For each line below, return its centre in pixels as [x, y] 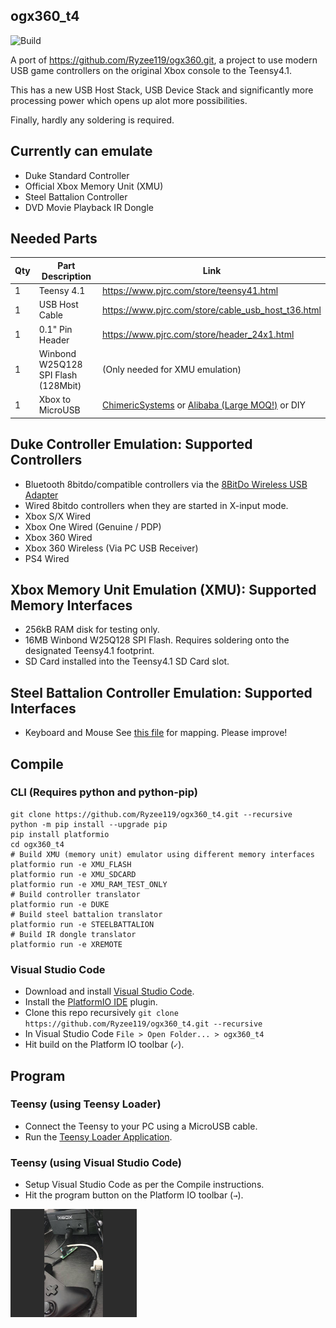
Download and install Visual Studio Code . [109, 991]
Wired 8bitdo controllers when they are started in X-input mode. [156, 505]
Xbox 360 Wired [58, 537]
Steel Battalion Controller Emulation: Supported [161, 692]
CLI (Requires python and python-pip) [104, 792]
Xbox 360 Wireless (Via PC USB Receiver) [111, 548]
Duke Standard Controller [77, 175]
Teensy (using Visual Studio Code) [96, 1162]
